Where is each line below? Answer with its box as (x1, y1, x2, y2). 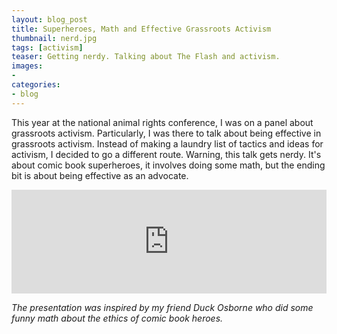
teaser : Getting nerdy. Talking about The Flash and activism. (11, 52, 281, 62)
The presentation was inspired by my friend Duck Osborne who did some (11, 301, 314, 313)
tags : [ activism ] (11, 42, 84, 53)
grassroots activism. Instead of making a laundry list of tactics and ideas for (11, 137, 324, 150)
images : (11, 61, 44, 71)
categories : (11, 80, 61, 90)
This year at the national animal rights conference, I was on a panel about (11, 116, 314, 128)
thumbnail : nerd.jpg (11, 33, 98, 43)
